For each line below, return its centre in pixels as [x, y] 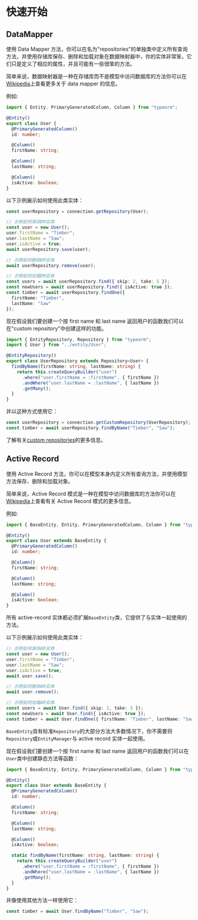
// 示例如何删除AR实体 [30, 687]
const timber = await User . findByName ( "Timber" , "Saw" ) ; [77, 911]
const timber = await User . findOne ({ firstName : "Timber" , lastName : [93, 719]
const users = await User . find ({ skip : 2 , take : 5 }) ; [75, 708]
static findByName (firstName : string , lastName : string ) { [85, 856]
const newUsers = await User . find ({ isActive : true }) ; [76, 713]
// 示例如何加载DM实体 [30, 276]
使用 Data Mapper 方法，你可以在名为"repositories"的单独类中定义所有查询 [97, 49]
